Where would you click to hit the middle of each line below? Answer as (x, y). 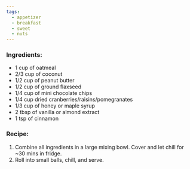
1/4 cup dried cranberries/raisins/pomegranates (74, 100)
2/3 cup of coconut (39, 74)
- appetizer (27, 17)
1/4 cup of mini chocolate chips (53, 93)
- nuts (20, 34)
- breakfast (27, 23)
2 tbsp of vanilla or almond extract (57, 112)
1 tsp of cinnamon (37, 119)
